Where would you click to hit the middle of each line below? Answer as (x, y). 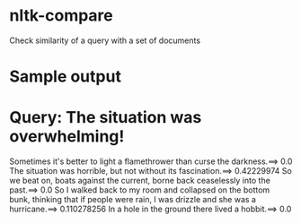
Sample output (65, 77)
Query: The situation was (106, 118)
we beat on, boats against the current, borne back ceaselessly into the (140, 181)
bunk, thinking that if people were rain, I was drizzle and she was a (133, 200)
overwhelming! (67, 137)
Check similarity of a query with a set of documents (105, 40)
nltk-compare (62, 16)
